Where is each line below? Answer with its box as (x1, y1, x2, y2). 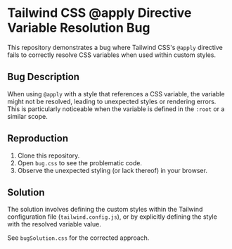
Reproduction (7, 132, 69, 145)
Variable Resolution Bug (7, 20, 150, 36)
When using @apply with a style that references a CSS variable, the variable (7, 89, 225, 98)
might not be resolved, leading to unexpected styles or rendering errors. (7, 97, 217, 106)
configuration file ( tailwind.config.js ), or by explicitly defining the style (7, 212, 218, 221)
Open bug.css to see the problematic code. (17, 158, 143, 167)
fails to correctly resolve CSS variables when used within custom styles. (7, 51, 217, 59)
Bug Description (7, 71, 79, 83)
